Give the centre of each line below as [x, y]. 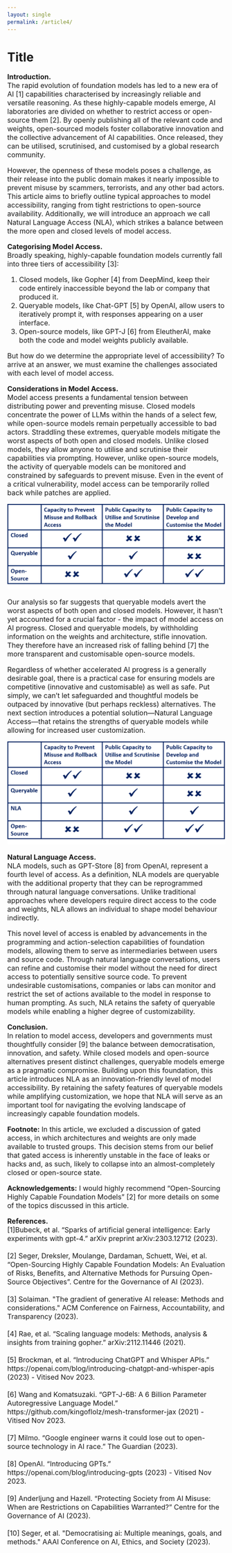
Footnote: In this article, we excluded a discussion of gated [104, 1129]
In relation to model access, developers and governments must [110, 1036]
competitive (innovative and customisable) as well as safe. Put [108, 686]
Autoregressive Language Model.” [63, 1403]
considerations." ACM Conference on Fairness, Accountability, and [116, 1308]
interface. [35, 323]
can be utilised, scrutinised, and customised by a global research [113, 146]
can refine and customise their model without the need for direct [112, 969]
